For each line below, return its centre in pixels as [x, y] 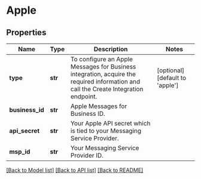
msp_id [20, 152]
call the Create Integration [107, 89]
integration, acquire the [103, 74]
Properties [26, 33]
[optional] [170, 70]
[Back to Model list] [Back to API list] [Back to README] [75, 170]
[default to [172, 78]
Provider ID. [87, 155]
